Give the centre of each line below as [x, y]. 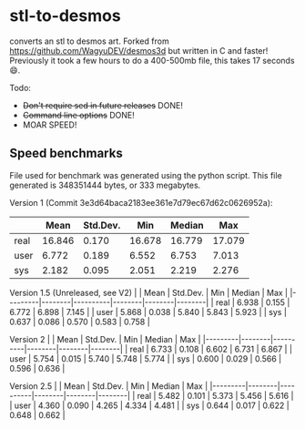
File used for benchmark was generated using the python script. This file [146, 175]
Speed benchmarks [66, 153]
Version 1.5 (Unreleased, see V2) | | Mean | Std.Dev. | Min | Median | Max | [149, 292]
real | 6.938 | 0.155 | [253, 302]
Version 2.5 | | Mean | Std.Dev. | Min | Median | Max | [109, 386]
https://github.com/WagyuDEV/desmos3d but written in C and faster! [139, 50]
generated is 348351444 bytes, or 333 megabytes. [105, 185]
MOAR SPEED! [50, 125]
